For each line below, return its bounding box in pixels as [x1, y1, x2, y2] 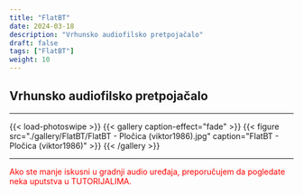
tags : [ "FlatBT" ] [9, 47, 75, 56]
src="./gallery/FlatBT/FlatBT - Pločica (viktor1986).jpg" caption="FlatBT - [9, 130, 280, 141]
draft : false [9, 38, 59, 48]
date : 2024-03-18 [9, 22, 75, 31]
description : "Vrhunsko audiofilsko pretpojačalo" [9, 30, 204, 39]
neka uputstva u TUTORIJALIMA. [9, 175, 133, 186]
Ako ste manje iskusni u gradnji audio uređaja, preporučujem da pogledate [9, 166, 286, 177]
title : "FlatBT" [9, 13, 70, 23]
